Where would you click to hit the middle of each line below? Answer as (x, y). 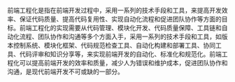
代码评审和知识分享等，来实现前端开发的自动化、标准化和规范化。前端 (120, 54)
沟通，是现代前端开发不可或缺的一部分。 (65, 71)
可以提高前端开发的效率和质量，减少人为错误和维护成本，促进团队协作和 (123, 63)
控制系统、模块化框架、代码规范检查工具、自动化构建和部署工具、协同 (114, 45)
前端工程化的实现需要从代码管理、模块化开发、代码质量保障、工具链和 (120, 28)
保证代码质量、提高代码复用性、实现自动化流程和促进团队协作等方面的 (120, 19)
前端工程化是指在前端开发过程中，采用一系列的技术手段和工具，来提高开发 (114, 10)
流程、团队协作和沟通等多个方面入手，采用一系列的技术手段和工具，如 (120, 36)
